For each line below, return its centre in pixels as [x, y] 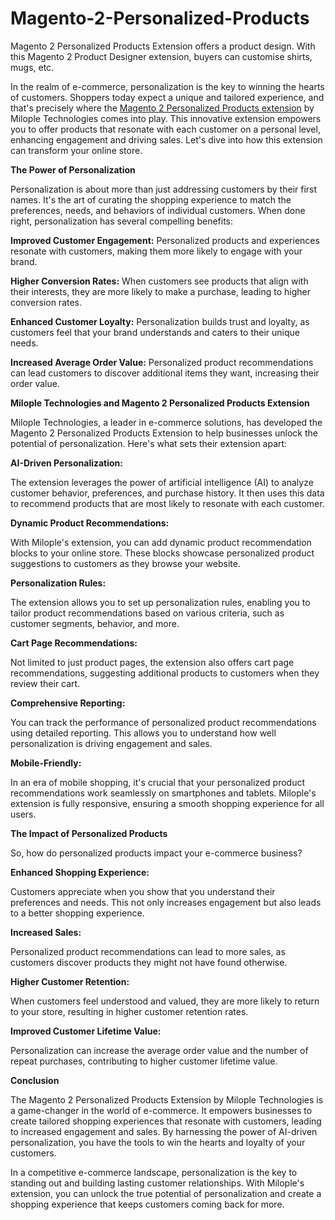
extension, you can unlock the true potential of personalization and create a [166, 1193]
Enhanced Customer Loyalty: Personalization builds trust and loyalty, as [160, 321]
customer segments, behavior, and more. [95, 623]
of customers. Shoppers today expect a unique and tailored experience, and [167, 97]
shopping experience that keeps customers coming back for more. [147, 1204]
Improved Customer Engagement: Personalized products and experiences [165, 240]
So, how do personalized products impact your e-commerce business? [156, 853]
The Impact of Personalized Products [89, 833]
